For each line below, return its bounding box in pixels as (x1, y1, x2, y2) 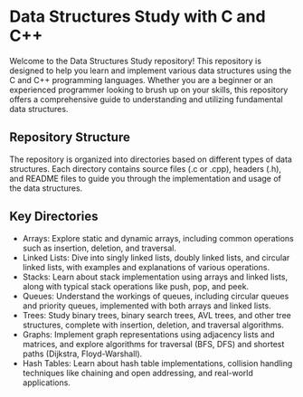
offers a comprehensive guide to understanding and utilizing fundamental (9, 93, 283, 105)
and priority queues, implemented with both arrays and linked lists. (22, 300, 271, 311)
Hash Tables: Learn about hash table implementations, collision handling (22, 357, 293, 368)
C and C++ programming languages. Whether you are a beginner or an (9, 74, 274, 85)
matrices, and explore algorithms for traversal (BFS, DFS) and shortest (22, 338, 285, 349)
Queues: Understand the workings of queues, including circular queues (22, 290, 289, 301)
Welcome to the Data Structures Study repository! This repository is (9, 55, 262, 66)
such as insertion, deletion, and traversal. (22, 242, 176, 253)
